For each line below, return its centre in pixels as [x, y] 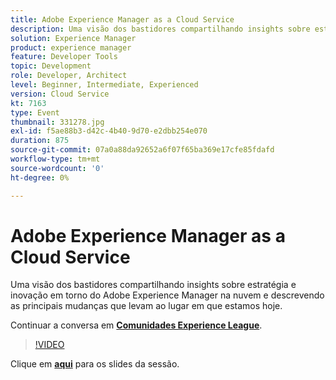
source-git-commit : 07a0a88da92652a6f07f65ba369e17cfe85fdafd [142, 150]
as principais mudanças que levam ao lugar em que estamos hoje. [146, 306]
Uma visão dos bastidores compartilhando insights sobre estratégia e [153, 285]
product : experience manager [71, 47]
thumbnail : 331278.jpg [57, 122]
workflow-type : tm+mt [55, 159]
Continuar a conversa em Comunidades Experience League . [136, 325]
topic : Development [51, 66]
